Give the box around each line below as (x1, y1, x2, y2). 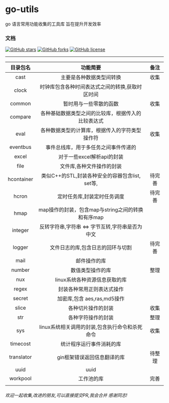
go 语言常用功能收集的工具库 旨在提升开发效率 (5, 21, 102, 27)
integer (12, 227, 29, 234)
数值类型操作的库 (70, 267, 112, 274)
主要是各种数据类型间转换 (60, 74, 122, 81)
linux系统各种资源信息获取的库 (55, 276, 127, 283)
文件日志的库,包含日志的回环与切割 (50, 244, 132, 251)
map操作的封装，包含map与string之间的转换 (38, 206, 143, 213)
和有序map (77, 214, 104, 221)
